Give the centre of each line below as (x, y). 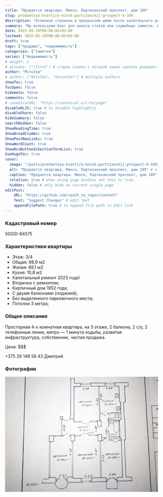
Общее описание (26, 316)
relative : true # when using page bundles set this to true (71, 180)
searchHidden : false (26, 124)
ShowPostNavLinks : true (29, 139)
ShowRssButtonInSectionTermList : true (44, 149)
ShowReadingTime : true (28, 129)
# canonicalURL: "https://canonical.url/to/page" (56, 103)
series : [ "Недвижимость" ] (31, 57)
